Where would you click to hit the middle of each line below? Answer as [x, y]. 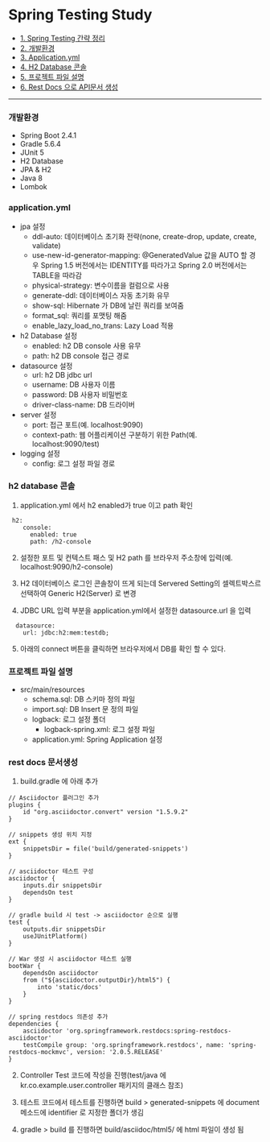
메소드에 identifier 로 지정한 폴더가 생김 [82, 1112]
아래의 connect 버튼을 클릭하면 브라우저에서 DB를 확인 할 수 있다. [123, 648]
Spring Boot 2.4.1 [48, 135]
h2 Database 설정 [49, 335]
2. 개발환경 [37, 48]
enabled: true [53, 534]
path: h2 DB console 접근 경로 [81, 355]
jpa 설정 [33, 226]
